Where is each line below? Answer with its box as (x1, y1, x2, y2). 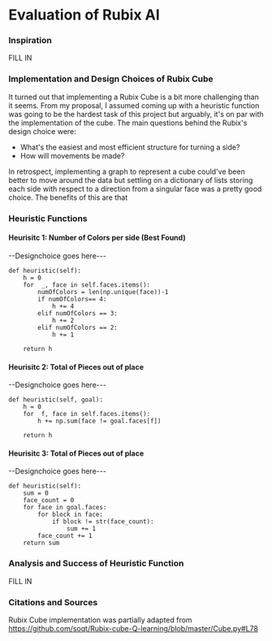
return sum (23, 539, 60, 548)
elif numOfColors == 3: (37, 309, 118, 318)
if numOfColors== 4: (37, 295, 107, 303)
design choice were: (8, 126, 77, 136)
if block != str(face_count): (51, 518, 154, 526)
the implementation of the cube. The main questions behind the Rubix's (8, 118, 248, 128)
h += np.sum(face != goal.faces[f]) (37, 417, 162, 426)
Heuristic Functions (8, 213, 88, 224)
